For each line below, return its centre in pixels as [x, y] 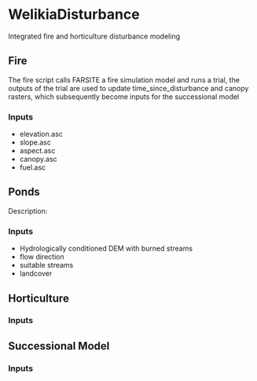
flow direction [42, 257]
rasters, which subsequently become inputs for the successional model [124, 97]
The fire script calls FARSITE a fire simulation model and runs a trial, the [124, 79]
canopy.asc [38, 159]
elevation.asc [41, 134]
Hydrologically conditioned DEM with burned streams [106, 248]
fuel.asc [33, 167]
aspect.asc [37, 151]
